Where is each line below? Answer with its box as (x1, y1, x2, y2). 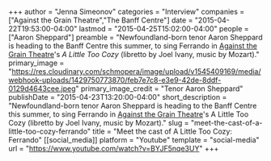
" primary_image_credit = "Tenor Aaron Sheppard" (75, 84, 243, 93)
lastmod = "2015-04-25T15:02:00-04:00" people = (78, 24, 249, 33)
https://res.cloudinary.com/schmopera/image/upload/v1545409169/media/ (11, 67, 261, 76)
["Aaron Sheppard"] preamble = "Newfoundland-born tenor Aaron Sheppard (8, 32, 263, 42)
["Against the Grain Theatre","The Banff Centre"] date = (8, 15, 193, 25)
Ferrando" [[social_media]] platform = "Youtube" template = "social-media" (8, 135, 260, 144)
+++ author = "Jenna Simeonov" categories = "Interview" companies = (8, 7, 245, 16)
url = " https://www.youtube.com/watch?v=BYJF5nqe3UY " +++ (8, 144, 219, 153)
